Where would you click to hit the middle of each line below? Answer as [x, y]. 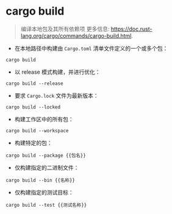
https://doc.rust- [131, 29]
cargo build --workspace [37, 130]
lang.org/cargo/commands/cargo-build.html [76, 35]
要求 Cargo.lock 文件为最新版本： [56, 95]
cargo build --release [34, 84]
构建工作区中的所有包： [44, 119]
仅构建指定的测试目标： [44, 192]
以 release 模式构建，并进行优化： [57, 72]
